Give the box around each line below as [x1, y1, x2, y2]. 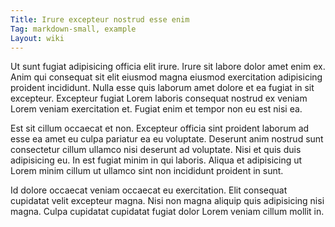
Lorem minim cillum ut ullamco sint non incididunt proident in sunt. [10, 165, 284, 177]
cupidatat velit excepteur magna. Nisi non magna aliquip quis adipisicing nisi [10, 195, 325, 207]
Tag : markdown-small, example [10, 24, 137, 34]
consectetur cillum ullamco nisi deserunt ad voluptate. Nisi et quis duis [10, 144, 302, 156]
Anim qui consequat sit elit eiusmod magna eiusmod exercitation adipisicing [10, 71, 323, 83]
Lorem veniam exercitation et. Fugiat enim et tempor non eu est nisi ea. [10, 103, 303, 115]
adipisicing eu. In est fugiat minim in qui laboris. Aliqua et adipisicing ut [10, 154, 303, 166]
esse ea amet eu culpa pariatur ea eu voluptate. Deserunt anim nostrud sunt [10, 133, 324, 145]
